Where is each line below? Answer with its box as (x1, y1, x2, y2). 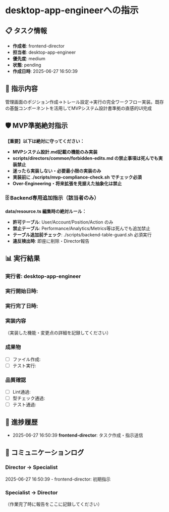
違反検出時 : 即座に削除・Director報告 (12, 238, 90, 244)
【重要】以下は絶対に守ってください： (5, 138, 85, 144)
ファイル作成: (12, 356, 41, 362)
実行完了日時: (5, 303, 38, 310)
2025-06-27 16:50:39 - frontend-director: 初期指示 (5, 476, 111, 482)
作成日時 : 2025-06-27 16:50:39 (12, 68, 78, 74)
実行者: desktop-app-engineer (5, 273, 81, 280)
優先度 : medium (12, 56, 45, 61)
